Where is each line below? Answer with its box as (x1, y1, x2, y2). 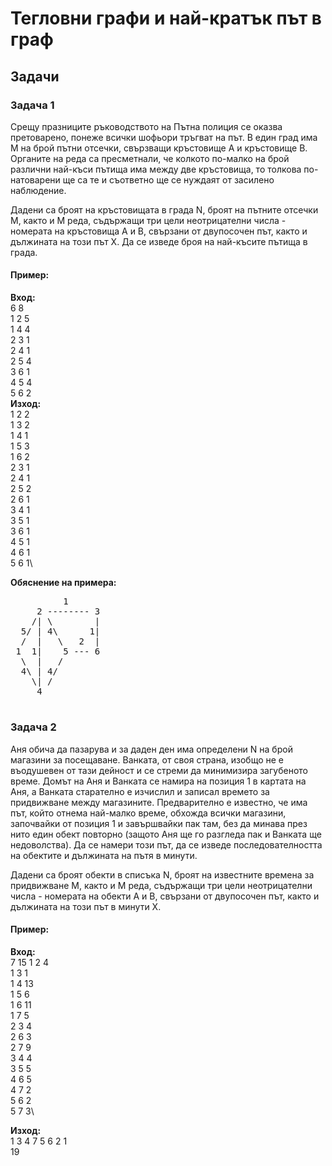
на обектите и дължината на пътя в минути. (10, 849, 198, 861)
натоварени (10, 173, 61, 186)
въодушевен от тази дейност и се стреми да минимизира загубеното (10, 764, 308, 776)
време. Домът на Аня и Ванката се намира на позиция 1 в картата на (10, 775, 307, 787)
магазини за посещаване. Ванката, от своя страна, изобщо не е (10, 753, 285, 766)
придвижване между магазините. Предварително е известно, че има (10, 796, 308, 808)
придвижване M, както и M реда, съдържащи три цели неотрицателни (10, 879, 313, 891)
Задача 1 (10, 98, 55, 112)
